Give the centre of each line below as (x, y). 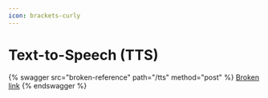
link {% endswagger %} (48, 85)
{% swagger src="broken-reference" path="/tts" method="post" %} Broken (134, 77)
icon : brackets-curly (45, 16)
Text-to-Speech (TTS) (83, 55)
